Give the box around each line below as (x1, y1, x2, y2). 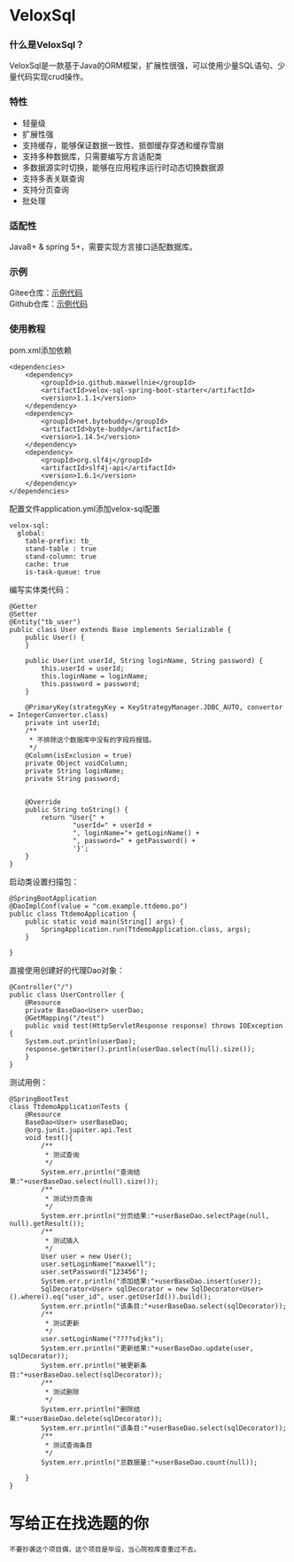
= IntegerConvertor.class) (9, 710, 109, 719)
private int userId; (25, 718, 101, 727)
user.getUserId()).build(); (107, 1292, 213, 1301)
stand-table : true (25, 544, 97, 553)
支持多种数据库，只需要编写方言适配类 (21, 151, 162, 161)
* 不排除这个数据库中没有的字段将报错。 (28, 735, 157, 745)
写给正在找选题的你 (9, 1513, 150, 1534)
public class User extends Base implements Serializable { (9, 625, 232, 634)
